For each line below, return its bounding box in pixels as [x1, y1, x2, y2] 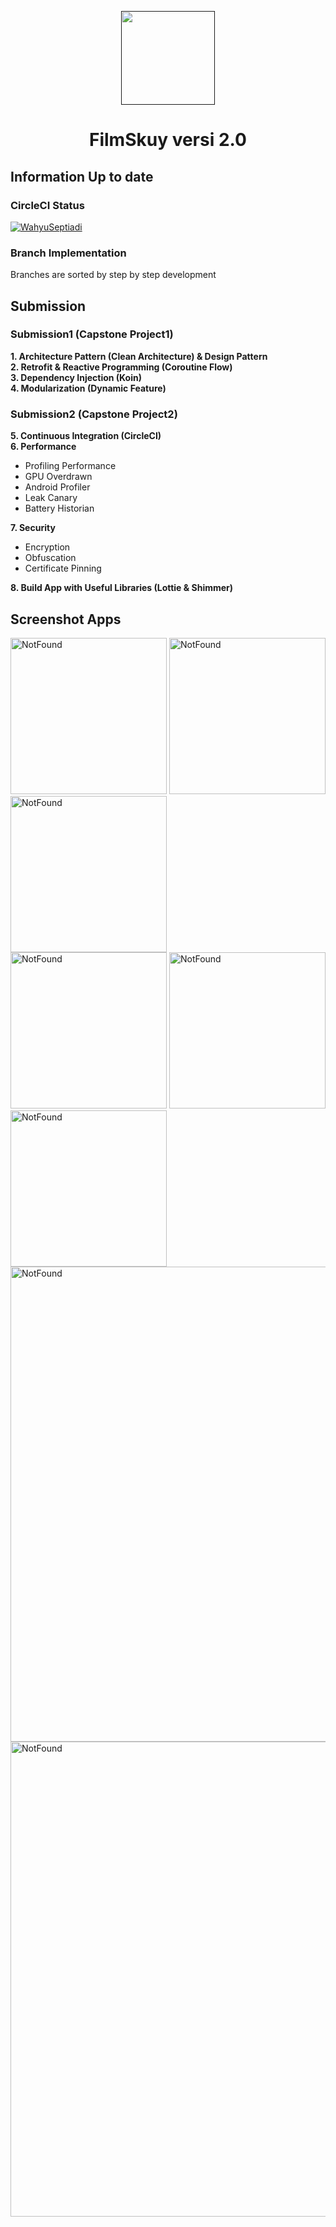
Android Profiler [24, 481, 91, 493]
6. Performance [10, 441, 77, 453]
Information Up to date [10, 168, 154, 185]
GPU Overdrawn [24, 471, 93, 483]
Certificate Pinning [24, 562, 102, 575]
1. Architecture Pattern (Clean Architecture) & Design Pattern [10, 350, 268, 362]
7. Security [10, 522, 56, 534]
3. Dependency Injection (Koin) [10, 371, 142, 383]
